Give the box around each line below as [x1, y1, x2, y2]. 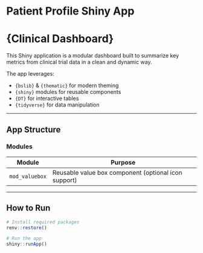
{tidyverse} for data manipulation [14, 101, 100, 108]
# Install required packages [6, 219, 80, 225]
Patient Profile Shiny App [6, 4, 135, 18]
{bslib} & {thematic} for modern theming [14, 82, 119, 89]
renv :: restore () [6, 225, 47, 231]
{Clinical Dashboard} [6, 32, 114, 46]
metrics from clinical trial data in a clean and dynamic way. [6, 59, 152, 66]
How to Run [6, 203, 51, 213]
